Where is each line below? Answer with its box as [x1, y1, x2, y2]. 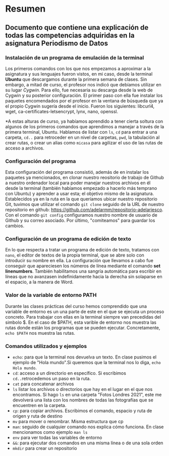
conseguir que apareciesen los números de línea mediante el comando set [5, 263, 160, 269]
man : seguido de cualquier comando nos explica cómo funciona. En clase [12, 424, 164, 430]
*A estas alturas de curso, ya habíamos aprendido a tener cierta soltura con [5, 118, 163, 124]
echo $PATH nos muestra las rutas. [5, 330, 76, 336]
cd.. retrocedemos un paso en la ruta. [12, 376, 91, 382]
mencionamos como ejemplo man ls [12, 429, 88, 435]
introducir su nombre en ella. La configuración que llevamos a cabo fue [5, 258, 154, 264]
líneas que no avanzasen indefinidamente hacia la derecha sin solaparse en [5, 274, 162, 280]
